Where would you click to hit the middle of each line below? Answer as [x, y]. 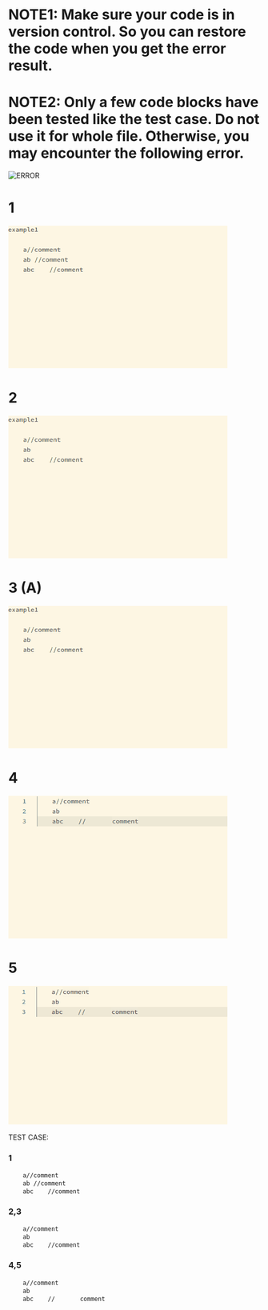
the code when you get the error [117, 49]
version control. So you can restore [127, 32]
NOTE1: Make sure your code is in [122, 15]
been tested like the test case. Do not [134, 120]
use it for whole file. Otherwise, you [129, 136]
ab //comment [44, 1184]
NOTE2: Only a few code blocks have [134, 102]
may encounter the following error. [126, 153]
